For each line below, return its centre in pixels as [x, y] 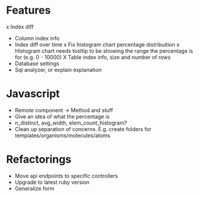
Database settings [37, 63]
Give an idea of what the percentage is [62, 116]
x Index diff [20, 27]
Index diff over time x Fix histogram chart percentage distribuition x [97, 45]
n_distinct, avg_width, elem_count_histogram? [71, 123]
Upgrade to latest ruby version [52, 182]
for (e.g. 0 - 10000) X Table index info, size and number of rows [93, 57]
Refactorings [39, 159]
